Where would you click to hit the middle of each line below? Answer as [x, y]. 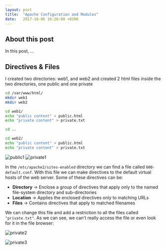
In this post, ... [20, 51]
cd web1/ [14, 111]
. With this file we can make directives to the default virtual [91, 172]
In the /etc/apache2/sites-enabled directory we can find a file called [75, 167]
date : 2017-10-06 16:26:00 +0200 [42, 19]
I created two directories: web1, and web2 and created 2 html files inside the [83, 79]
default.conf [19, 172]
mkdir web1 [16, 97]
